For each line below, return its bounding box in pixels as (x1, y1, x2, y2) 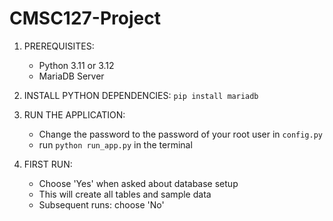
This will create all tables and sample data (38, 188, 212, 200)
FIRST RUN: (23, 158, 73, 170)
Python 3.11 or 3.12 (38, 59, 115, 71)
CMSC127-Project (9, 7, 161, 30)
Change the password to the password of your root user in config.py (38, 128, 324, 140)
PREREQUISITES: (23, 40, 95, 52)
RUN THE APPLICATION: (23, 108, 126, 121)
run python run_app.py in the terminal (38, 138, 193, 151)
